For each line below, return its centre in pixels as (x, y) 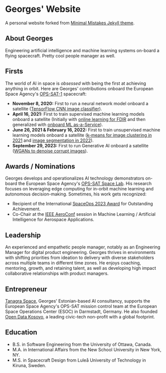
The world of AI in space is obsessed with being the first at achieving (76, 83)
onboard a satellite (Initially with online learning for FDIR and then (79, 119)
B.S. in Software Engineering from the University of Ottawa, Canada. (82, 344)
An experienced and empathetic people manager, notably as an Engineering (83, 247)
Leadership (23, 235)
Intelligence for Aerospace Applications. (53, 220)
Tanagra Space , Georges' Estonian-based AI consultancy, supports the (78, 301)
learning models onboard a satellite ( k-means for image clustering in (82, 135)
